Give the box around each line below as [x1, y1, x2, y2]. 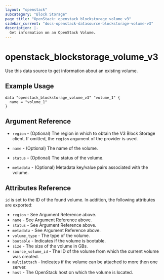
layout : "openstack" [5, 7, 48, 12]
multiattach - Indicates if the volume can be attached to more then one [12, 259, 158, 265]
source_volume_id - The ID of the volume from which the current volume [12, 248, 159, 254]
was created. [12, 254, 39, 260]
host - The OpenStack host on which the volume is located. [12, 270, 133, 276]
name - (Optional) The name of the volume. [12, 145, 98, 151]
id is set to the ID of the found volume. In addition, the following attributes [5, 197, 156, 203]
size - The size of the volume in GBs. [12, 243, 88, 249]
